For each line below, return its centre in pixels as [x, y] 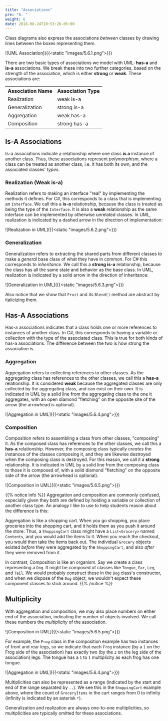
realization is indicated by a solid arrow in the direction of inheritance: [77, 275]
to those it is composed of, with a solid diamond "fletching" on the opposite [83, 470]
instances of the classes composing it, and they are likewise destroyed [78, 454]
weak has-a [71, 116]
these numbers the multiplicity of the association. [56, 622]
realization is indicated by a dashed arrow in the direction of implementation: [84, 220]
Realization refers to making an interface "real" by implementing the [75, 193]
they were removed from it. [33, 553]
